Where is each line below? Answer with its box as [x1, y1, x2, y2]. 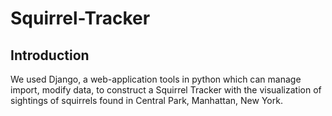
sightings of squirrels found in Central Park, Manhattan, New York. [10, 95, 283, 106]
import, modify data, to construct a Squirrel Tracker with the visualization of [10, 84, 322, 96]
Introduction [10, 47, 90, 64]
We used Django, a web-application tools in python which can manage [10, 73, 302, 85]
